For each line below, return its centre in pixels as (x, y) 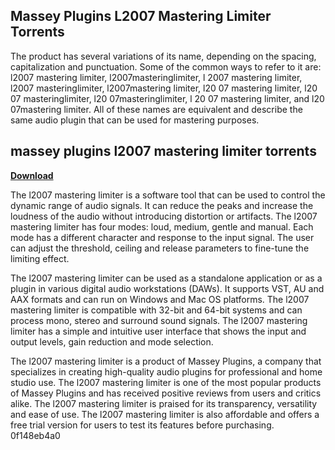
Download (32, 175)
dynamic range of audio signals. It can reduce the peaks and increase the (162, 205)
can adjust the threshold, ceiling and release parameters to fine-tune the (160, 248)
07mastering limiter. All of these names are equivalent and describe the (156, 109)
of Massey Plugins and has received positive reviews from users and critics (166, 393)
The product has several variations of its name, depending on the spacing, (163, 56)
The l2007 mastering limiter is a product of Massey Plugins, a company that (166, 361)
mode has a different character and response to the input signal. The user (162, 237)
